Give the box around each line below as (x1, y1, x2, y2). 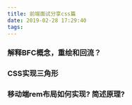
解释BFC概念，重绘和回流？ (7, 48, 102, 58)
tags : (7, 23, 23, 30)
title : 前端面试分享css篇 (7, 10, 76, 18)
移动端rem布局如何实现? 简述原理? (7, 89, 125, 99)
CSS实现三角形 (7, 68, 59, 78)
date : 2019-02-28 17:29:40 (7, 17, 87, 24)
